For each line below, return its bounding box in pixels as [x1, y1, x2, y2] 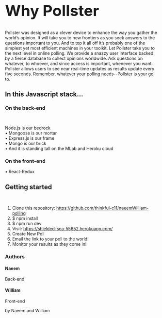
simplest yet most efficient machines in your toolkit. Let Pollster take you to [5, 45, 155, 51]
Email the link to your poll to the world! [12, 236, 89, 242]
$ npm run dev [12, 220, 42, 227]
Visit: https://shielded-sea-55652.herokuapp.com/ [12, 226, 113, 232]
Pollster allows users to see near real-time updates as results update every [5, 66, 155, 71]
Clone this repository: [12, 205, 55, 211]
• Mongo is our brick [5, 140, 47, 147]
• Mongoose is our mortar [5, 130, 57, 136]
